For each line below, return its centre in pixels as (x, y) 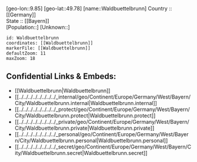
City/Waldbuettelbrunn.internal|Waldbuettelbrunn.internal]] (86, 103)
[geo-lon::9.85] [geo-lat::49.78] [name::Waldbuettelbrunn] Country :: (89, 9)
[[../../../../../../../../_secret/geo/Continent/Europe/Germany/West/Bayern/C (103, 147)
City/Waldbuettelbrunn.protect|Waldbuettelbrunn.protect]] (85, 115)
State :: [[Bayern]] (28, 21)
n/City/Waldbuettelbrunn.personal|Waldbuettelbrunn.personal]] (91, 140)
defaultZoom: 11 (26, 53)
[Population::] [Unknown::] (38, 27)
